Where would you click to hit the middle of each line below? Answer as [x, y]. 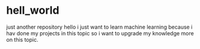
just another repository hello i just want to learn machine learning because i [99, 27]
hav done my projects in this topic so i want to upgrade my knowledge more [100, 33]
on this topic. [23, 39]
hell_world [33, 10]
